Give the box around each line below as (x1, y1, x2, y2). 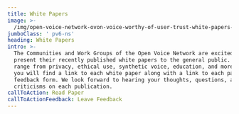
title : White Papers (7, 10, 69, 18)
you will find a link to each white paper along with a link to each (14, 69, 224, 76)
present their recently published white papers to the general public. (14, 57, 231, 64)
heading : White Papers (7, 37, 75, 44)
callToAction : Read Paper (7, 89, 84, 96)
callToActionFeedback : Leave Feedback (7, 96, 122, 103)
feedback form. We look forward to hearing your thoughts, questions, (14, 76, 228, 84)
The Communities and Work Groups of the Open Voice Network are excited (14, 50, 234, 57)
